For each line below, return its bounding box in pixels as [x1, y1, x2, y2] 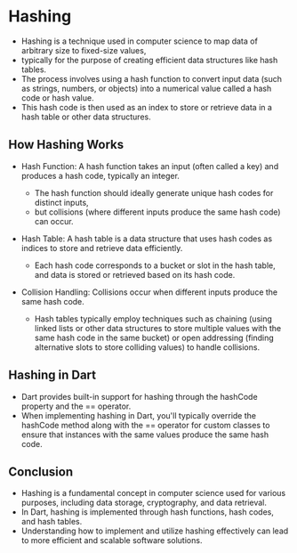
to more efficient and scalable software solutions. [20, 535, 203, 546]
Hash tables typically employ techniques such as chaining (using [34, 313, 273, 324]
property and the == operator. [20, 401, 132, 411]
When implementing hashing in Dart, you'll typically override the [20, 410, 257, 420]
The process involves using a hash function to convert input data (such [20, 73, 282, 84]
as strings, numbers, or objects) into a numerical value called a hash [20, 83, 272, 94]
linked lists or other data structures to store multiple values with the [34, 322, 282, 333]
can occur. [34, 216, 74, 226]
